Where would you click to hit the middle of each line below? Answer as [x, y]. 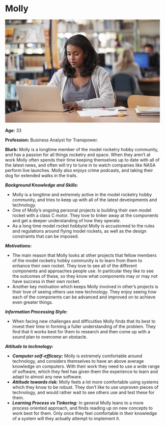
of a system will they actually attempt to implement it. [66, 418]
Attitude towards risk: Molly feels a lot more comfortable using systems [85, 382]
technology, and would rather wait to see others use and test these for [83, 392]
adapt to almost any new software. [47, 376]
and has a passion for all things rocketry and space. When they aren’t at [78, 155]
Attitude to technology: [29, 346]
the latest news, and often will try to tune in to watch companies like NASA [80, 165]
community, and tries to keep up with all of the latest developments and [84, 200]
